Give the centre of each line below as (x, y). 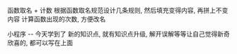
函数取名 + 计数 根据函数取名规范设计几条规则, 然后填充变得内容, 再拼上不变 (118, 10)
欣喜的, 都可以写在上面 (40, 43)
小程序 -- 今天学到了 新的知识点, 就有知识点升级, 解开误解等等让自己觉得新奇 (118, 34)
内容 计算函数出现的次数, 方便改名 (57, 19)
